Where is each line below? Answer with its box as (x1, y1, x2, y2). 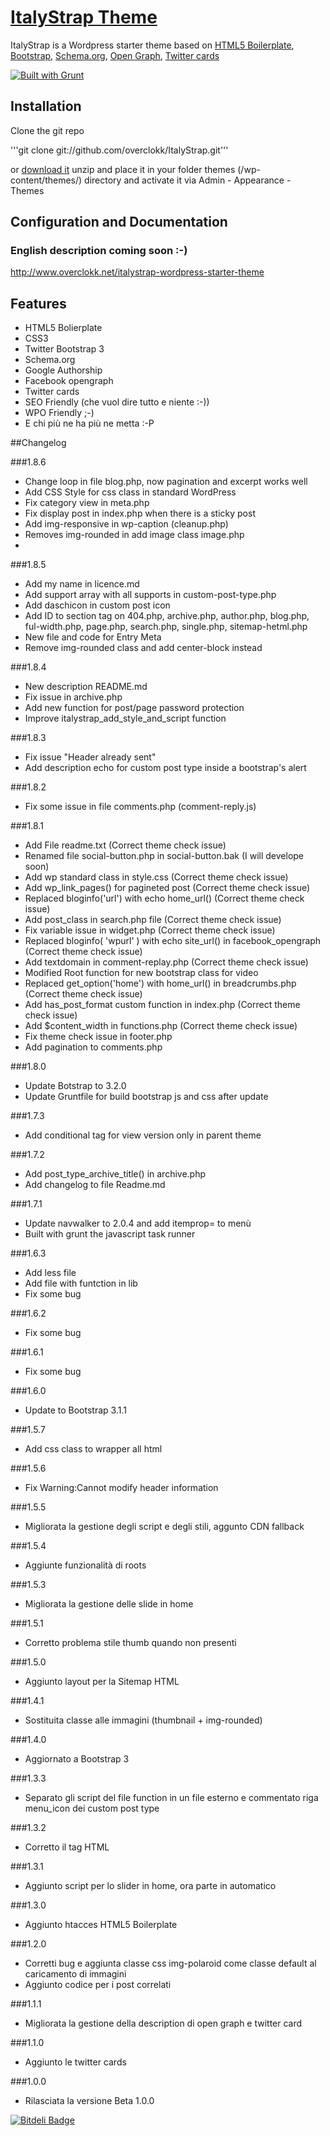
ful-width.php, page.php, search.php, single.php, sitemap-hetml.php (24, 621, 308, 633)
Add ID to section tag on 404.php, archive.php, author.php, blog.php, (24, 610, 310, 622)
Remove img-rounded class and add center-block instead (24, 642, 263, 654)
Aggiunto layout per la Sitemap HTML (24, 1676, 180, 1688)
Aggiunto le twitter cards (24, 2056, 127, 2068)
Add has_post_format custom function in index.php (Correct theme (24, 999, 301, 1011)
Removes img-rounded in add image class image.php (24, 529, 245, 541)
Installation (10, 98, 82, 115)
